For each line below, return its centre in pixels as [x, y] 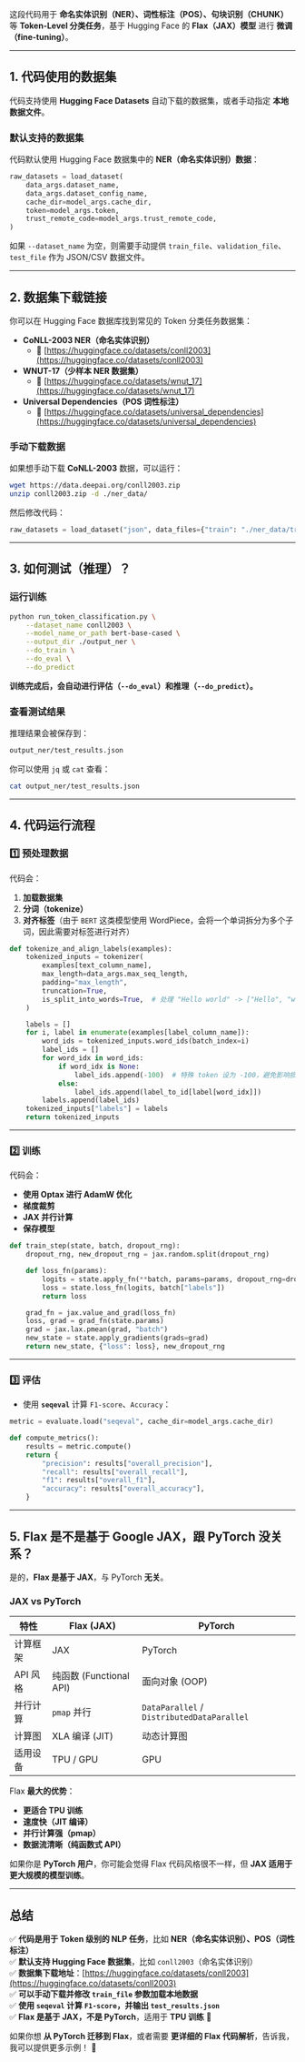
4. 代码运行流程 [52, 826]
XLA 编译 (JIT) [82, 1736]
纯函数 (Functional [90, 1676]
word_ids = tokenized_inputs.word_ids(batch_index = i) [146, 1041]
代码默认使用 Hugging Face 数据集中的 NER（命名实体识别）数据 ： [135, 159]
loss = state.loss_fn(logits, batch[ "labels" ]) [133, 1288]
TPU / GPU [74, 1760]
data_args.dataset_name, [73, 185]
